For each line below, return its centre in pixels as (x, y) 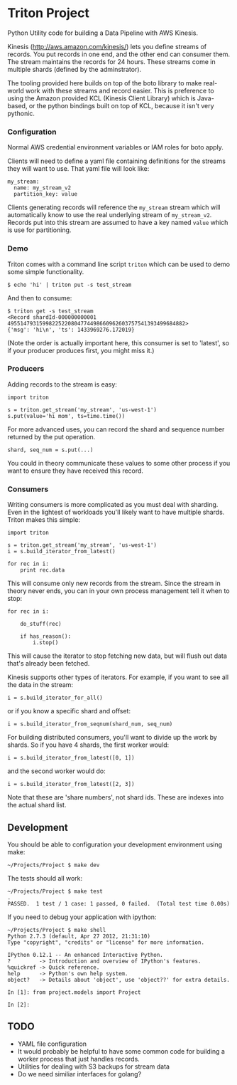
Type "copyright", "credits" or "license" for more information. (106, 942)
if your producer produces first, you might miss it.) (81, 350)
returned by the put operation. (51, 436)
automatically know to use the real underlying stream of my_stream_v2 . (110, 215)
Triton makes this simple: (44, 520)
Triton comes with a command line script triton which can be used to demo (119, 264)
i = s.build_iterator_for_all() (55, 698)
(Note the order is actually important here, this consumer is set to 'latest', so (118, 342)
